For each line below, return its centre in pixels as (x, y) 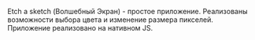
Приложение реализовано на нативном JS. (80, 28)
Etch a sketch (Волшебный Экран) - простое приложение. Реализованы (128, 11)
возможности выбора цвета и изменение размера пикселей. (110, 20)
